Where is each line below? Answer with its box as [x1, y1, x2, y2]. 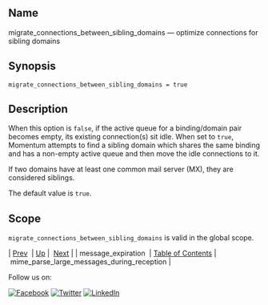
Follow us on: [8, 272, 52, 283]
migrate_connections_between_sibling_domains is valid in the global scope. [8, 233, 254, 243]
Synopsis [8, 59, 56, 73]
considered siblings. [8, 173, 75, 183]
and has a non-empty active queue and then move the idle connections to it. [8, 149, 260, 159]
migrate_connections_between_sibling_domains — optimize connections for [8, 27, 258, 37]
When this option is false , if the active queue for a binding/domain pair [8, 123, 242, 133]
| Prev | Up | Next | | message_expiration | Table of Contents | [8, 248, 217, 259]
